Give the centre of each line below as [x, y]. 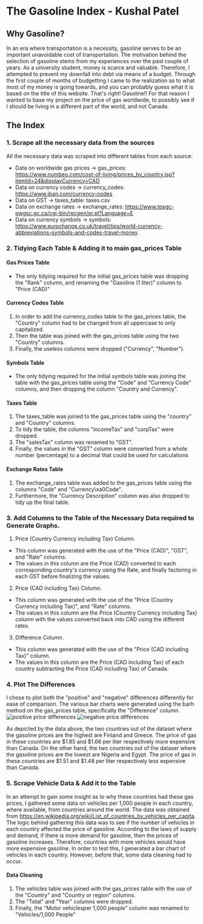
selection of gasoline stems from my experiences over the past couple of [98, 61]
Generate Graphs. [33, 525]
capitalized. [29, 329]
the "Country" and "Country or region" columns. [75, 895]
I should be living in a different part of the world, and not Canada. [88, 106]
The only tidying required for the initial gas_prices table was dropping [102, 276]
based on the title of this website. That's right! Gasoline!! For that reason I [98, 93]
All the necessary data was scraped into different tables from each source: [99, 156]
